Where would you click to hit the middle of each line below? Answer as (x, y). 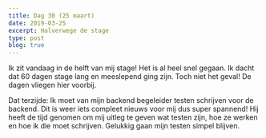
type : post (26, 38)
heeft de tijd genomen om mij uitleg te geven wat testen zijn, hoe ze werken (133, 117)
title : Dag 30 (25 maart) (51, 16)
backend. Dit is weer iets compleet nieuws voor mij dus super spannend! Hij (133, 109)
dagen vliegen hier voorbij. (52, 85)
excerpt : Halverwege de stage (59, 30)
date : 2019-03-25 (37, 23)
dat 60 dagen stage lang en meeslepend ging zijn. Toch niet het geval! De (130, 77)
